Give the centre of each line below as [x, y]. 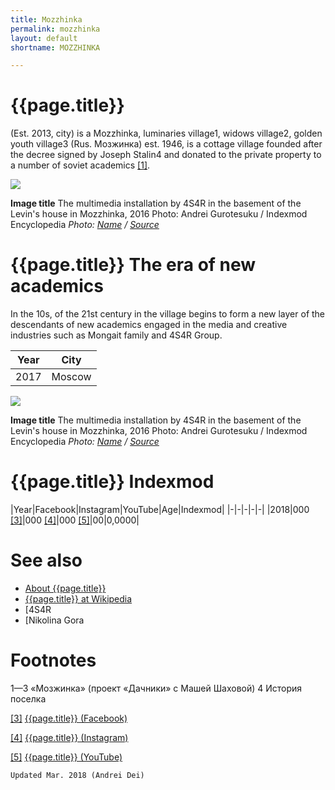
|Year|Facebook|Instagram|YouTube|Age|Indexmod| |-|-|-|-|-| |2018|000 [160, 510]
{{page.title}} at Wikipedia [78, 599]
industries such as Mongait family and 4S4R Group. [116, 335]
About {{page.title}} [65, 588]
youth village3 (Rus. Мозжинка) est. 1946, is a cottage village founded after [166, 144]
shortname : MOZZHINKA [55, 47]
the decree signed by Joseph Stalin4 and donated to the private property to [166, 155]
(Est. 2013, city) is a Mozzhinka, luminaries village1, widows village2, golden [166, 133]
